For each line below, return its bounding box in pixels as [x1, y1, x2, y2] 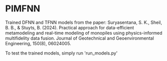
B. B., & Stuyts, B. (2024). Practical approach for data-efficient [5, 24, 134, 30]
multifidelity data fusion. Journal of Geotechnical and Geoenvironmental [5, 35, 154, 41]
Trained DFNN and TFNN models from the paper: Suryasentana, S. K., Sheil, [5, 19, 162, 25]
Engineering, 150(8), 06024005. [5, 40, 71, 46]
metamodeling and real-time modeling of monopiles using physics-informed [5, 30, 162, 36]
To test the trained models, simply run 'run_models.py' [5, 50, 118, 56]
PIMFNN [5, 3, 41, 14]
